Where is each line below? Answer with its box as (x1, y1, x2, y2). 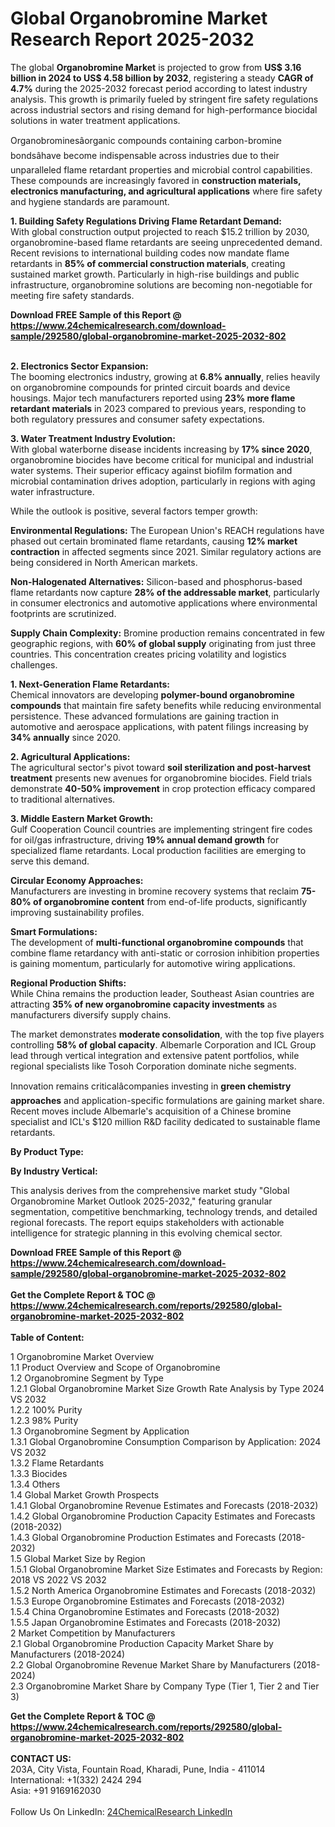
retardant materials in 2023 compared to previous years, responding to (10, 402, 307, 414)
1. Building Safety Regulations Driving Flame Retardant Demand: (10, 215, 282, 227)
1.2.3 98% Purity (10, 1414, 79, 1426)
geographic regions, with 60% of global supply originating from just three (10, 637, 317, 649)
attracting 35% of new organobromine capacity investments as (10, 998, 278, 1010)
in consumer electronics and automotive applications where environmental (10, 597, 318, 609)
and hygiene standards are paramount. (10, 195, 170, 207)
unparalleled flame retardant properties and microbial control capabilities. (10, 163, 313, 176)
